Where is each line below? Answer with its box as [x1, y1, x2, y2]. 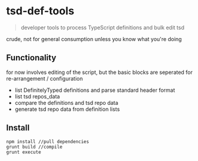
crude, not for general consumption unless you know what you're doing [6, 35, 182, 42]
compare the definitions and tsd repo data [14, 99, 119, 106]
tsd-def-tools [6, 4, 75, 18]
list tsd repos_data [14, 92, 60, 100]
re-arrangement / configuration [6, 75, 83, 82]
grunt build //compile [6, 144, 63, 150]
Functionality [6, 52, 57, 63]
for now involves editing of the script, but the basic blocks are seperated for [6, 69, 193, 76]
